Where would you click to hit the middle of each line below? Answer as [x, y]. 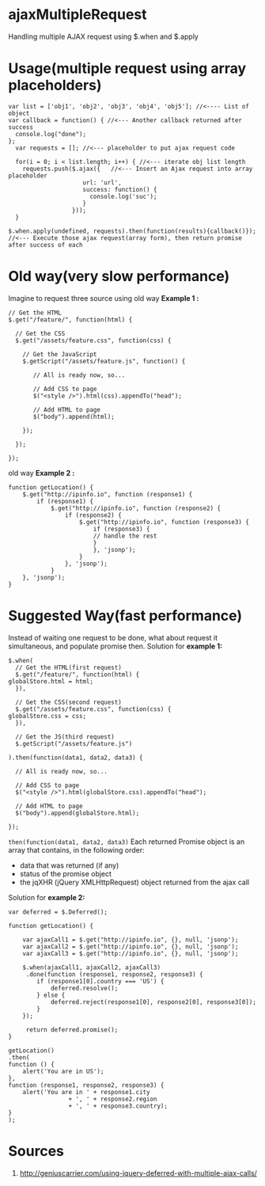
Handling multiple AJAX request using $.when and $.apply [104, 36]
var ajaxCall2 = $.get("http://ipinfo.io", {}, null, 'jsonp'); [131, 947]
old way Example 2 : [42, 473]
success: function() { [120, 189]
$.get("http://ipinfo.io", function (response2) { [136, 508]
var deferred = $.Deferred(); [58, 912]
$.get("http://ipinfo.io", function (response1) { [108, 494]
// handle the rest [125, 536]
